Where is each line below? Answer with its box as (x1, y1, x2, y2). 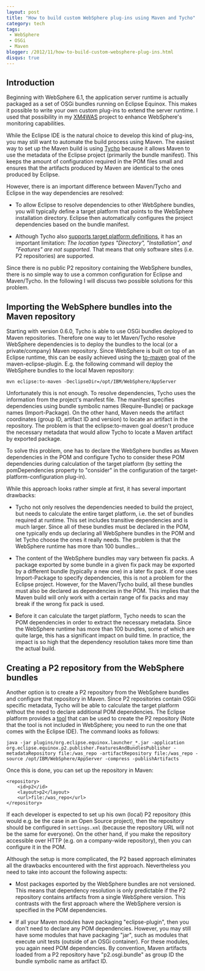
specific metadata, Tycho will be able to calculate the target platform (6, 702, 179, 709)
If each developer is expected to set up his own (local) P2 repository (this (6, 811, 192, 818)
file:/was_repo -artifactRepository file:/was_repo (58, 750, 193, 757)
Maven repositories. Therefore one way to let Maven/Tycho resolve (6, 334, 176, 342)
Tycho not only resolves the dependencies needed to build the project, (15, 503, 194, 511)
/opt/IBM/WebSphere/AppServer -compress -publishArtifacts (25, 756, 179, 762)
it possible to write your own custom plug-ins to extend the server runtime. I (6, 107, 198, 114)
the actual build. (15, 645, 56, 652)
